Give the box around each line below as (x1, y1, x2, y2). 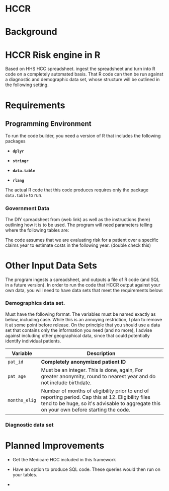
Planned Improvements (5, 440, 105, 451)
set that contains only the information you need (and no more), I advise (5, 327, 152, 333)
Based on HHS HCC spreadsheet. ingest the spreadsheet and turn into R (5, 66, 155, 72)
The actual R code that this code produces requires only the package (5, 187, 149, 193)
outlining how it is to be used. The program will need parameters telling (5, 222, 152, 228)
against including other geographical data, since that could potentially (5, 332, 150, 338)
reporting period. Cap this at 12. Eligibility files (41, 393, 151, 400)
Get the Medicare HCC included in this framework (12, 456, 116, 462)
